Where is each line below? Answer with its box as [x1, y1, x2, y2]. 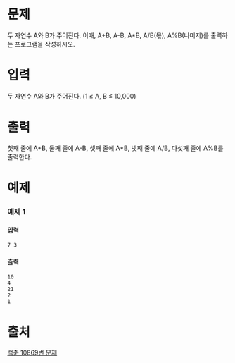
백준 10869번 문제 [7, 348, 58, 357]
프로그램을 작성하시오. [14, 39, 75, 48]
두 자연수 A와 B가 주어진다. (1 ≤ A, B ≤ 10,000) [7, 92, 136, 100]
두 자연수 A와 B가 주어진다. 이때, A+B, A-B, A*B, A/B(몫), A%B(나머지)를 [7, 31, 210, 39]
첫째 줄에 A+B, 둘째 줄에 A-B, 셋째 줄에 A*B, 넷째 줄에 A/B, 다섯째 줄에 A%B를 [7, 144, 224, 152]
